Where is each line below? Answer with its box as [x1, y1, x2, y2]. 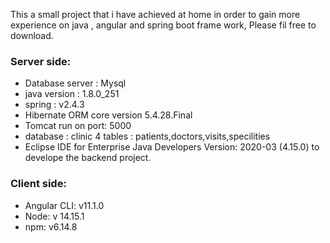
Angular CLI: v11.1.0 [24, 199, 105, 211]
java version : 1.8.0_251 [24, 88, 120, 100]
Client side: [10, 177, 67, 191]
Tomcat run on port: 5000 [24, 120, 132, 132]
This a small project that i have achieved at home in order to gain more [10, 9, 301, 20]
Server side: [10, 54, 72, 68]
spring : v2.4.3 [24, 99, 85, 111]
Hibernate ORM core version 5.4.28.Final [24, 109, 193, 121]
